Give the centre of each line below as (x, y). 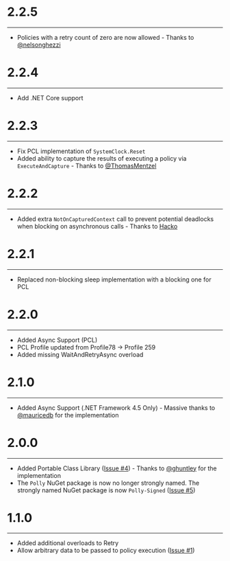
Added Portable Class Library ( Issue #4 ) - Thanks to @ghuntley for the (117, 468)
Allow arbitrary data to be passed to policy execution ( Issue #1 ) (106, 551)
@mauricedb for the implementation (68, 415)
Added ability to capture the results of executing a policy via (102, 158)
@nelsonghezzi (39, 45)
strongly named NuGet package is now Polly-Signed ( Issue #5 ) (106, 490)
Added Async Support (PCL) (57, 340)
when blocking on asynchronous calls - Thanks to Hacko (97, 226)
